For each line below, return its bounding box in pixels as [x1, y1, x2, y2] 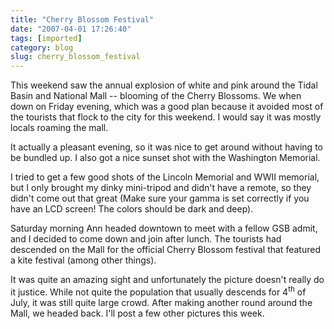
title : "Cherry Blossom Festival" [10, 14, 155, 25]
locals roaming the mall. [10, 122, 109, 134]
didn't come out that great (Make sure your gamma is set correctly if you [10, 192, 310, 205]
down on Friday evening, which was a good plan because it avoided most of [10, 101, 324, 113]
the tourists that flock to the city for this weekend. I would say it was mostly [10, 111, 322, 123]
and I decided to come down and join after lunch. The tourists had [10, 233, 282, 245]
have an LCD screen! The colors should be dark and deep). [10, 203, 254, 215]
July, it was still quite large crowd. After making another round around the [10, 296, 313, 308]
